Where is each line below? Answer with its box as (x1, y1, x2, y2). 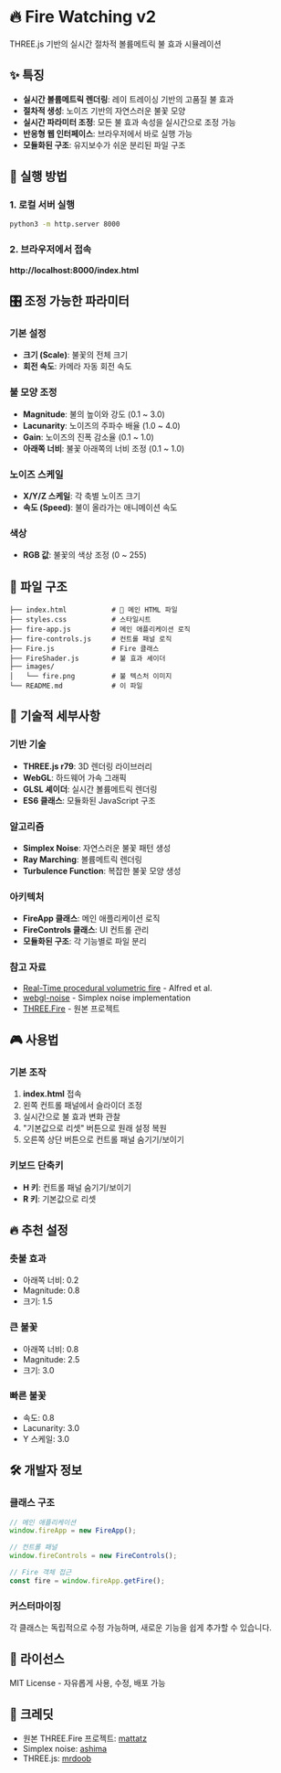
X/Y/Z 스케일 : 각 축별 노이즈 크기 (22, 490, 141, 501)
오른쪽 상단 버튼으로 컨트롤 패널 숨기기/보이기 (22, 1134, 185, 1145)
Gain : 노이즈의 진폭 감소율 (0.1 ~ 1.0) (22, 432, 155, 443)
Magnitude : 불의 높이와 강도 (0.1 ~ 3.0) (22, 409, 166, 420)
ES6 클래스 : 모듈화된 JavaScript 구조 (22, 795, 156, 806)
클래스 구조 (9, 1497, 56, 1510)
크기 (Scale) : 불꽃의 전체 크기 (22, 349, 129, 360)
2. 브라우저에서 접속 (9, 243, 92, 256)
